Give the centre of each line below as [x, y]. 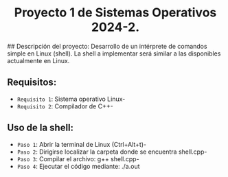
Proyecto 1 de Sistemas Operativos [115, 13]
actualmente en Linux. [38, 60]
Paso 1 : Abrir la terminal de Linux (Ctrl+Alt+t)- [81, 144]
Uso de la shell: [41, 128]
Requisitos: [32, 83]
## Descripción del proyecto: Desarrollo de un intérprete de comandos [107, 46]
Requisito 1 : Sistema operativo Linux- [71, 99]
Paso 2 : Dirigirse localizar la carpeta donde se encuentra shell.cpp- [112, 152]
